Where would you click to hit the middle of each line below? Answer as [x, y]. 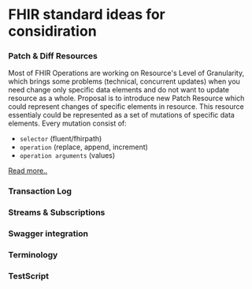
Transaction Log [40, 191]
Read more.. [28, 171]
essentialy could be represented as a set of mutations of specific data [121, 115]
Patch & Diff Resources [53, 56]
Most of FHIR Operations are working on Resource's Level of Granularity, [126, 73]
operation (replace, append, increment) [83, 147]
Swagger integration [48, 234]
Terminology [33, 255]
